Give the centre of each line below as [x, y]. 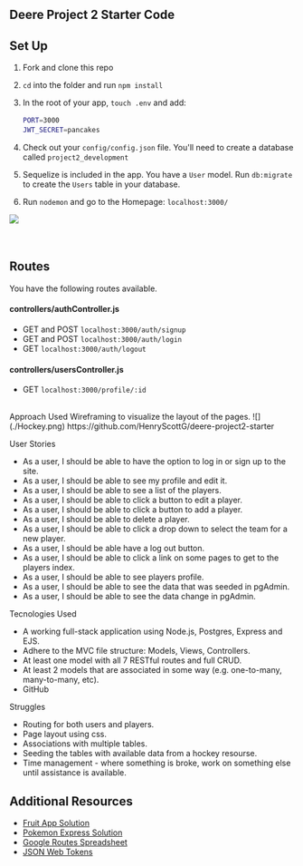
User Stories [33, 444]
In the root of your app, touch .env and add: [104, 102]
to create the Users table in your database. [101, 184]
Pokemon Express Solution [72, 832]
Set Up [28, 46]
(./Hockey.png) [38, 426]
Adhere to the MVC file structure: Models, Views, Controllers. [136, 651]
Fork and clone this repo [68, 68]
